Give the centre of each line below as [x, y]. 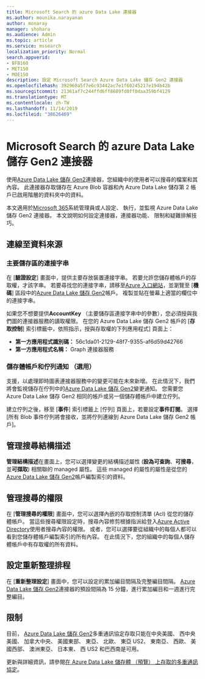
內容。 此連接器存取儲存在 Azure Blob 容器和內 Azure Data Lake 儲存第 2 [98, 187]
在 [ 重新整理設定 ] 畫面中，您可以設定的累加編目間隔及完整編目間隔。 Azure [101, 581]
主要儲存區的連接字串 [38, 263]
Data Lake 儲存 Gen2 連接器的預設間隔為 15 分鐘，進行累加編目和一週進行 [98, 589]
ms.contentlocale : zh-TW [38, 103]
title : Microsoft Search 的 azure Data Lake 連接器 [72, 12]
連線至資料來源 [34, 244]
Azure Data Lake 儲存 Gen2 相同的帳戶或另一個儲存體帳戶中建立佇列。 [95, 396]
